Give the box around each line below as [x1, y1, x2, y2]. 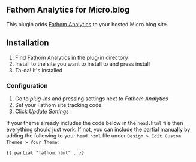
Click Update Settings [14, 108, 69, 115]
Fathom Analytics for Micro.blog [6, 5, 130, 15]
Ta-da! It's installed [14, 66, 63, 74]
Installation [6, 38, 49, 48]
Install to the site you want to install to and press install [14, 60, 150, 68]
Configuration [6, 81, 48, 90]
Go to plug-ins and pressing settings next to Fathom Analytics [14, 95, 168, 102]
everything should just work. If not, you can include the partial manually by [6, 126, 191, 133]
